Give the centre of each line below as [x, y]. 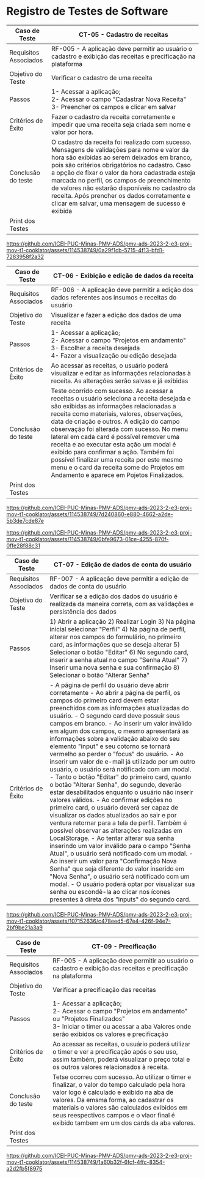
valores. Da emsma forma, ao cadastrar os [113, 1100]
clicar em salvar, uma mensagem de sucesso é [119, 203]
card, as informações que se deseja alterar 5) [115, 644]
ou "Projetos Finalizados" [89, 1019]
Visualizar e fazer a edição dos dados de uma [116, 315]
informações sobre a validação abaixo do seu [115, 738]
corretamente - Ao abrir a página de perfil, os [115, 692]
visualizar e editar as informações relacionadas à [121, 373]
